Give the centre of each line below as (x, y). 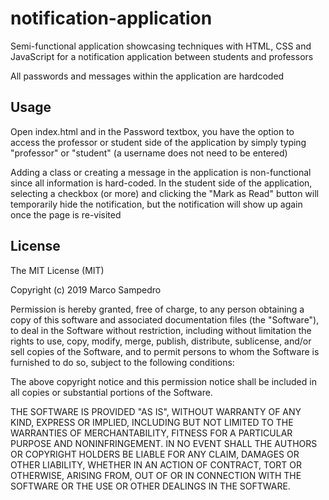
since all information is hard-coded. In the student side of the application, (161, 183)
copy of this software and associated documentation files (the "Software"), (165, 319)
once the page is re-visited (66, 214)
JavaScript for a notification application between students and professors (162, 56)
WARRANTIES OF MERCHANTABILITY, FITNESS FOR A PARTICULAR (151, 433)
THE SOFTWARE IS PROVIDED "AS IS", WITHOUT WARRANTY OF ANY (156, 411)
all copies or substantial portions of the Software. (111, 392)
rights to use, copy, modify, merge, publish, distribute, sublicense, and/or (161, 341)
